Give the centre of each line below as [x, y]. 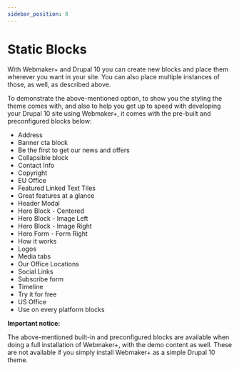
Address [30, 135]
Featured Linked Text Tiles [57, 188]
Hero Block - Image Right [55, 226]
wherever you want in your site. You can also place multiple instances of [113, 76]
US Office [32, 301]
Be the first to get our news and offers [73, 150]
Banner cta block [43, 142]
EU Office [32, 180]
